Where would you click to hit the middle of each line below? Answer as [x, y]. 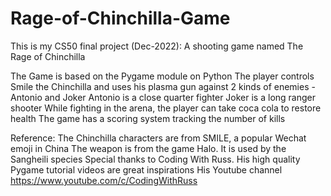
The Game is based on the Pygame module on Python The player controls [162, 76]
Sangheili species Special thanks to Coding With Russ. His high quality [155, 159]
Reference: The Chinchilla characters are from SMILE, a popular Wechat [158, 138]
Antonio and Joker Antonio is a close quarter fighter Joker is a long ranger [163, 97]
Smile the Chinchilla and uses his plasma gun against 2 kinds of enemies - [163, 86]
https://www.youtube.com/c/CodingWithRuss [104, 180]
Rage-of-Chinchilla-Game [120, 18]
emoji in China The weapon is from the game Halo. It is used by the [148, 148]
